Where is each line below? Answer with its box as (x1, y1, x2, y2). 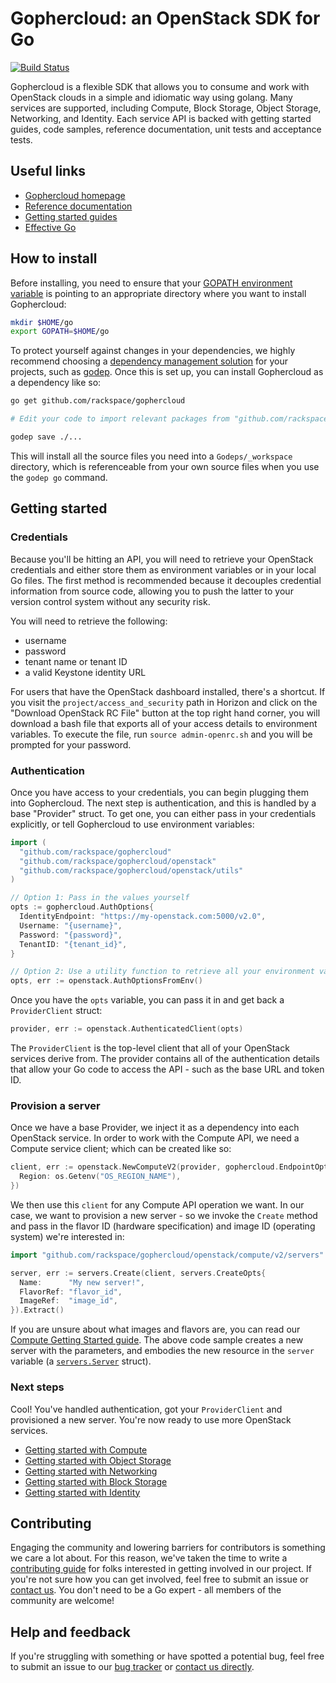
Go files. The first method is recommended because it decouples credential (10, 574, 322, 586)
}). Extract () (10, 1305, 65, 1316)
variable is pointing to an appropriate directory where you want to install (10, 287, 307, 299)
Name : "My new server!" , (19, 1277, 145, 1287)
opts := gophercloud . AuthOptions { (10, 902, 155, 912)
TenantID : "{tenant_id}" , (19, 939, 128, 949)
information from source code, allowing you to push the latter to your (10, 585, 294, 597)
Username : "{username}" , (19, 920, 123, 931)
